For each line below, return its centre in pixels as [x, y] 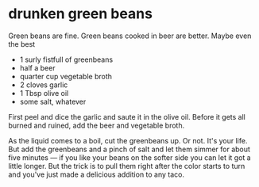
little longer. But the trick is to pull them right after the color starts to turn [127, 166]
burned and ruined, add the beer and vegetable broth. [97, 125]
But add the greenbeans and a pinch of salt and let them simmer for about [129, 149]
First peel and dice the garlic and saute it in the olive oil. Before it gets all [127, 116]
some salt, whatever [53, 101]
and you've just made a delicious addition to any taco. [97, 174]
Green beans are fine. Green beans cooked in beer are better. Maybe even [130, 36]
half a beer [37, 67]
